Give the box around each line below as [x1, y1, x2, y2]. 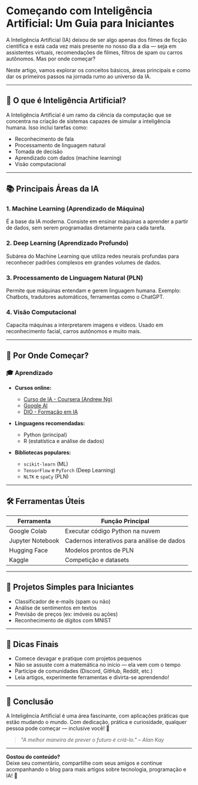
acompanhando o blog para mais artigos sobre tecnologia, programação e [6, 766, 187, 773]
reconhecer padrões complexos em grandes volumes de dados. [6, 259, 161, 266]
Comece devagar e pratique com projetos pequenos [14, 655, 142, 662]
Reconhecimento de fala [14, 135, 74, 143]
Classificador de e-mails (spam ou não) [14, 597, 111, 605]
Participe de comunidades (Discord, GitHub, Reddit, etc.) [14, 667, 153, 675]
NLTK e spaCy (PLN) [23, 473, 69, 480]
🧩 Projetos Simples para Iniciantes [6, 582, 134, 592]
